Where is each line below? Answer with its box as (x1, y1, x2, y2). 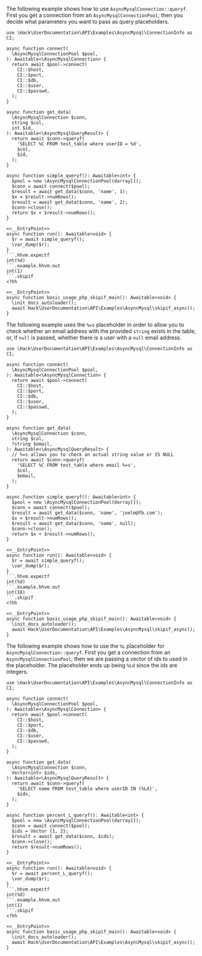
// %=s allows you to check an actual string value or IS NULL (11, 452, 174, 458)
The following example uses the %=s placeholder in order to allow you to (6, 321, 185, 328)
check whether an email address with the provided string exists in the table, (6, 328, 197, 335)
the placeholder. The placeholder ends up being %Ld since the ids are (6, 662, 178, 668)
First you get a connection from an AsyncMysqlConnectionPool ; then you (6, 12, 183, 19)
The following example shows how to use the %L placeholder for (6, 642, 165, 650)
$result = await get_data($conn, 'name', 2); (11, 199, 128, 205)
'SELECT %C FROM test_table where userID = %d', (17, 141, 142, 147)
